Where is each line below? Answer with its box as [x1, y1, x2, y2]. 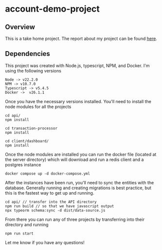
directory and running [5, 221, 49, 227]
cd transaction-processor [5, 125, 57, 131]
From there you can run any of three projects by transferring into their [5, 216, 145, 222]
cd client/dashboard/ [5, 139, 49, 143]
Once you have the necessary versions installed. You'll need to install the [5, 98, 152, 104]
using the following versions [5, 68, 62, 73]
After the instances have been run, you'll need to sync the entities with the [5, 179, 154, 185]
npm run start [5, 231, 34, 236]
